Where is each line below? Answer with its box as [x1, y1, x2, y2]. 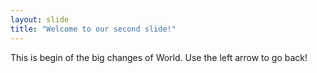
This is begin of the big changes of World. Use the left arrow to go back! [10, 51, 308, 63]
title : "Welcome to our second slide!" [10, 24, 177, 34]
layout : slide [10, 14, 70, 25]
